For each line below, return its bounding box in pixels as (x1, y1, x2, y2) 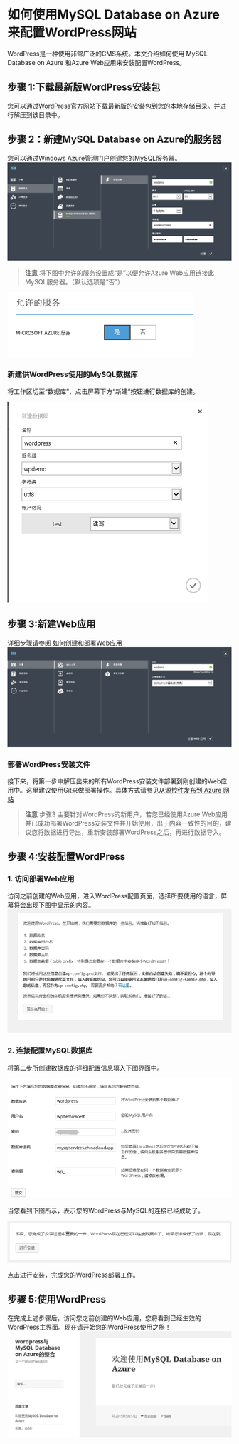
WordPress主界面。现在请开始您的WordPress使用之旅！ (7, 1323, 172, 1331)
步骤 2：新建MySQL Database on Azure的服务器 (7, 134, 222, 146)
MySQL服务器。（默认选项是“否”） (24, 277, 124, 286)
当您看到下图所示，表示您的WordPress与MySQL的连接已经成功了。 (7, 1206, 205, 1215)
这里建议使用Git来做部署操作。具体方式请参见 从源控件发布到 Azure (26, 786, 222, 794)
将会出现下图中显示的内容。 (13, 901, 95, 909)
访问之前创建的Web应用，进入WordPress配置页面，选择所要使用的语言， (7, 891, 221, 900)
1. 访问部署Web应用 (7, 874, 75, 884)
